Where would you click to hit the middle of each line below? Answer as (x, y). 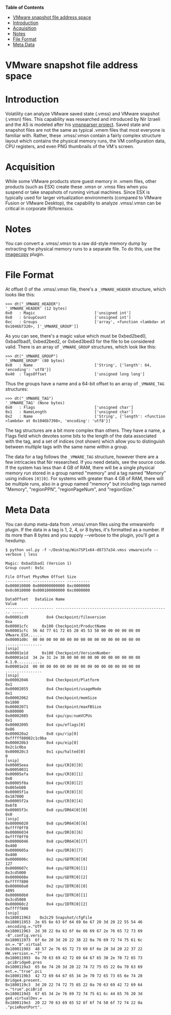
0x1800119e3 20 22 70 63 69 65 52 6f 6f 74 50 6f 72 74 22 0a (74, 1003)
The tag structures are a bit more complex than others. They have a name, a (85, 430)
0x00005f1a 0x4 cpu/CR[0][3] (44, 792)
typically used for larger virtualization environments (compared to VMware (83, 198)
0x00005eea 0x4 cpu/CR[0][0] (44, 765)
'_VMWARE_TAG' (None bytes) (35, 403)
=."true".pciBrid (24, 989)
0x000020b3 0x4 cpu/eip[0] (42, 742)
